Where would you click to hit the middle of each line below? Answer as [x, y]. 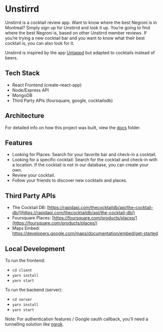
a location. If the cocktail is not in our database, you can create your [80, 165]
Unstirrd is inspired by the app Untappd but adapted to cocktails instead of [80, 53]
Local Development [35, 249]
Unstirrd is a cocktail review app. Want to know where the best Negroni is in [81, 22]
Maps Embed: [26, 228]
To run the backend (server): [34, 290]
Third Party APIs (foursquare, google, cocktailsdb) [63, 100]
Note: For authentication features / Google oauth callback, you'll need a [77, 319]
